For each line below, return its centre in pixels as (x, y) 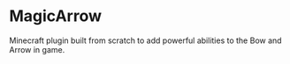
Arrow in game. (37, 49)
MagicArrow (55, 16)
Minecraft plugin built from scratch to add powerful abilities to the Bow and (145, 40)
